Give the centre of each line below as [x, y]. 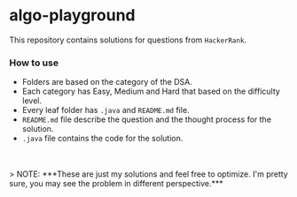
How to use [34, 63]
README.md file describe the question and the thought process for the [147, 119]
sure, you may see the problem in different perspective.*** [116, 184]
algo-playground [72, 15]
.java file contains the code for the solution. [102, 139]
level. [32, 101]
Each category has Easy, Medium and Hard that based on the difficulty [151, 91]
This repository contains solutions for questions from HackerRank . [128, 40]
